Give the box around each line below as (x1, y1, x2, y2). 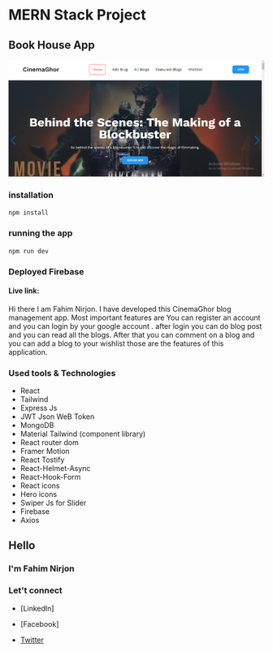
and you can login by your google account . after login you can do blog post (8, 321, 262, 330)
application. (8, 347, 48, 356)
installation (8, 189, 54, 201)
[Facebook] (19, 619, 59, 628)
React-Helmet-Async (19, 464, 91, 473)
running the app (8, 227, 73, 239)
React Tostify (19, 455, 65, 464)
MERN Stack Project (8, 6, 146, 24)
